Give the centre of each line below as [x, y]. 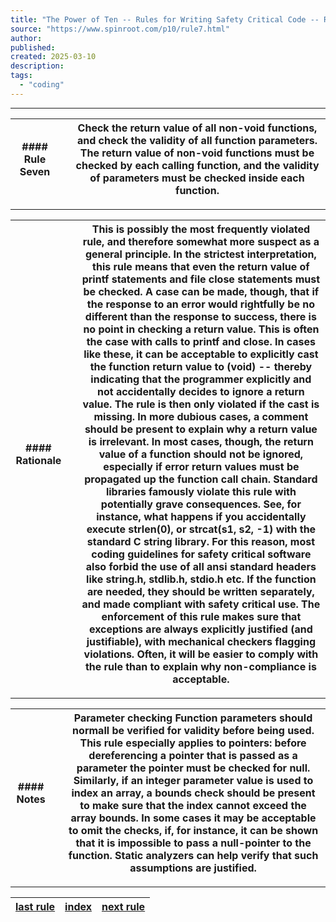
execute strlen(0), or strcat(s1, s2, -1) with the [201, 529]
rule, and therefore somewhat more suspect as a [201, 241]
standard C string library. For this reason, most [201, 541]
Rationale [38, 460]
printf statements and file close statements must [201, 279]
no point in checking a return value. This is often [201, 329]
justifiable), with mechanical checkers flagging [201, 641]
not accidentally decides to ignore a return [200, 391]
